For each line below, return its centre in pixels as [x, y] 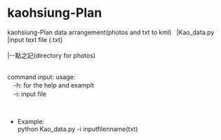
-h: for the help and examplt [54, 85]
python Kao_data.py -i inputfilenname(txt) [78, 129]
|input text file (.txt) [35, 39]
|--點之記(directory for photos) [52, 55]
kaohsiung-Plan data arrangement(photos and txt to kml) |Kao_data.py [111, 32]
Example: [31, 121]
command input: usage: [41, 77]
